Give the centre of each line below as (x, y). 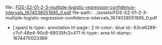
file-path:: (83, 12)
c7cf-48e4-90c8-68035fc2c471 (46, 33)
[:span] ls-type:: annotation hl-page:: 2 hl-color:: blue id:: (72, 27)
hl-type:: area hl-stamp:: (107, 33)
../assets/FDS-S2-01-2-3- (121, 12)
